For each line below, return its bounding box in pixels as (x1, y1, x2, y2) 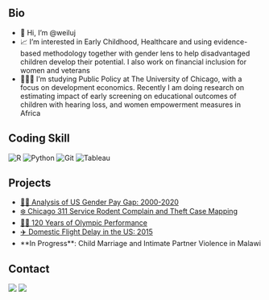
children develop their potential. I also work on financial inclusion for (19, 56, 247, 67)
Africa (19, 108, 41, 117)
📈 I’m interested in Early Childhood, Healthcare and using (19, 36, 212, 47)
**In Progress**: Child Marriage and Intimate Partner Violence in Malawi (19, 239, 262, 249)
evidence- (213, 36, 248, 47)
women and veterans (19, 65, 90, 75)
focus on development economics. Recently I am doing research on (19, 82, 245, 92)
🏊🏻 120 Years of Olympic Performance (19, 218, 147, 228)
